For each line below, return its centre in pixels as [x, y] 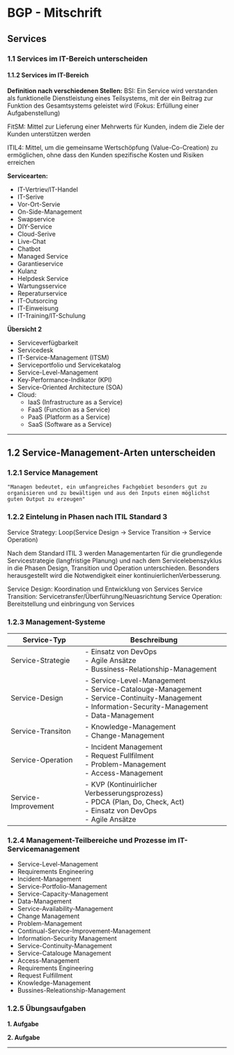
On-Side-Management [49, 212]
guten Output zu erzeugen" [46, 500]
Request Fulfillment [45, 975]
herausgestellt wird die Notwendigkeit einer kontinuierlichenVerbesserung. [114, 575]
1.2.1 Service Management [53, 473]
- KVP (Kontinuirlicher [121, 784]
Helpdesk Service [43, 278]
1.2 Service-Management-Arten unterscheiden [111, 453]
